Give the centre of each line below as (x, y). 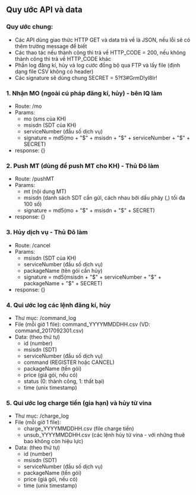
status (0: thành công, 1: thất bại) (64, 381)
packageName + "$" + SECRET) (63, 283)
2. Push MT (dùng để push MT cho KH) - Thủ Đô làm (83, 166)
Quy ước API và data (44, 10)
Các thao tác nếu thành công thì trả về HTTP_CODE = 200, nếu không (100, 52)
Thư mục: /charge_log (42, 416)
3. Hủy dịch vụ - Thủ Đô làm (47, 232)
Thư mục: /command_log (45, 317)
